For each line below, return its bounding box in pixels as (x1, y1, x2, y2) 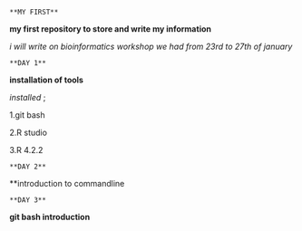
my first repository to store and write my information (9, 24, 211, 34)
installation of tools (9, 74, 84, 85)
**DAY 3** (9, 196, 47, 205)
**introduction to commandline (9, 178, 125, 188)
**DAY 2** (9, 162, 47, 171)
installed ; (9, 92, 46, 102)
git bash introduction (9, 212, 91, 222)
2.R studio (9, 127, 48, 138)
